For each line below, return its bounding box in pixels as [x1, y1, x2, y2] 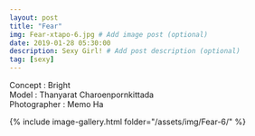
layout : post [9, 13, 59, 23]
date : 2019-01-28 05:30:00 [9, 38, 111, 48]
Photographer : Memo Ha [9, 99, 104, 109]
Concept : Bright [9, 80, 71, 90]
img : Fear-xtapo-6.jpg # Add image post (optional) [9, 30, 208, 39]
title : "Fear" [9, 22, 63, 31]
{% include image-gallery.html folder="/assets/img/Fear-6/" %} [9, 116, 247, 127]
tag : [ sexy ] [9, 55, 54, 64]
